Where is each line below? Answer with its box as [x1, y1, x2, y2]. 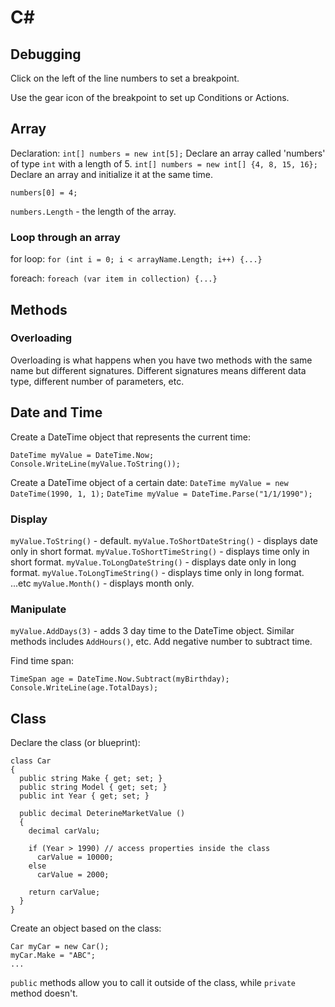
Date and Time [10, 404, 103, 421]
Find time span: [10, 655, 75, 667]
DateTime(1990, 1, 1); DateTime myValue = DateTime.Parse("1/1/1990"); [10, 489, 313, 499]
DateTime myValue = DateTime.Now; [10, 450, 155, 460]
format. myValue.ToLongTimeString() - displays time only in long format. [10, 566, 305, 578]
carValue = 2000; [36, 870, 110, 880]
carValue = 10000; [36, 852, 114, 863]
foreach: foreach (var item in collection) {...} [10, 272, 218, 285]
